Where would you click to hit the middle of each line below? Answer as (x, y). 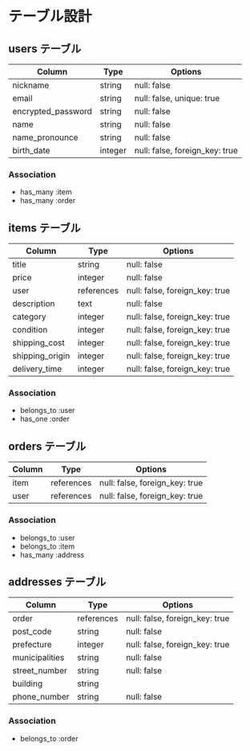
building (27, 684)
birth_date (31, 151)
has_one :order (44, 419)
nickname (31, 85)
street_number (40, 671)
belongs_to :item (47, 546)
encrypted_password (52, 111)
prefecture (32, 645)
